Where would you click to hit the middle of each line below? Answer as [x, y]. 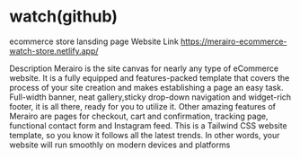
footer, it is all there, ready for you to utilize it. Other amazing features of [143, 106]
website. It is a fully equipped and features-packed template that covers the [150, 77]
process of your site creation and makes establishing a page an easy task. [146, 87]
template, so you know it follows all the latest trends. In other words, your [145, 135]
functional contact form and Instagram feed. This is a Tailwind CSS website [148, 125]
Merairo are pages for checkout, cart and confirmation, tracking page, [139, 116]
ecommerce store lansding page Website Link [94, 41]
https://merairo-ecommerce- [234, 41]
